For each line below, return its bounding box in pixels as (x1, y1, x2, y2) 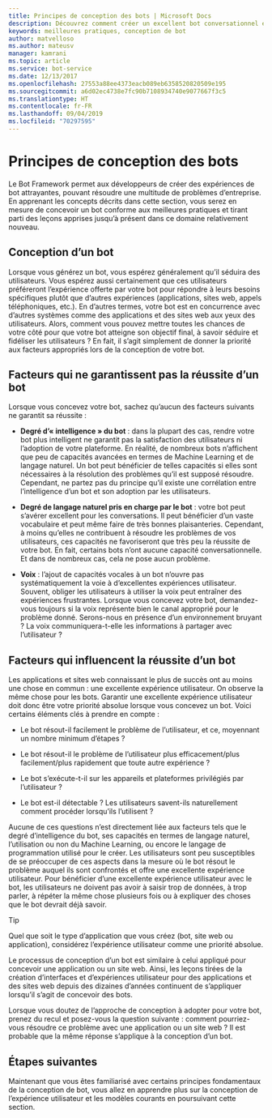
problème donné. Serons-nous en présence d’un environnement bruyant (19, 612, 262, 622)
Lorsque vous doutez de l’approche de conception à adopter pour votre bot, (8, 1005, 261, 1015)
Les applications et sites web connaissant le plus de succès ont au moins (8, 675, 253, 685)
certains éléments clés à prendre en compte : (8, 710, 159, 719)
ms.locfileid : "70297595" (8, 117, 96, 126)
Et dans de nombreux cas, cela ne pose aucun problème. (19, 554, 210, 564)
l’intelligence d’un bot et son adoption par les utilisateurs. (19, 487, 211, 497)
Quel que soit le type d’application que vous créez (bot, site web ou (8, 931, 233, 941)
